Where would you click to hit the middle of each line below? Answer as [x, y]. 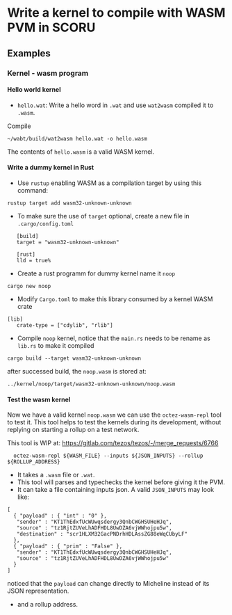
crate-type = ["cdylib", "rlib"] [65, 325]
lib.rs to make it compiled [56, 345]
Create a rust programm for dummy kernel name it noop [96, 273]
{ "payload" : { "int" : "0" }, [60, 516]
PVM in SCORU [51, 27]
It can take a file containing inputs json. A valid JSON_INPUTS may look [115, 490]
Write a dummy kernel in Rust [51, 168]
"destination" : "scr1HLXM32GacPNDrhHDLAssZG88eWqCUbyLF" [102, 534]
